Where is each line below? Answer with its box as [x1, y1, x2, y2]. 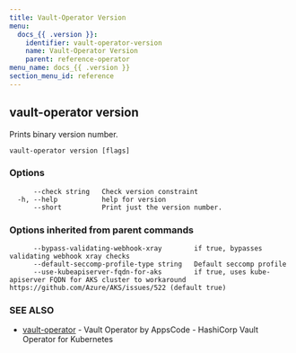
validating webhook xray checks [9, 252, 130, 261]
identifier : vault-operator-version [25, 38, 163, 48]
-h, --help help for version [17, 195, 167, 204]
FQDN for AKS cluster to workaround [48, 276, 187, 285]
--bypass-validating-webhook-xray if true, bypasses [32, 244, 263, 253]
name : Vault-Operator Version [25, 47, 139, 56]
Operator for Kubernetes [22, 334, 114, 345]
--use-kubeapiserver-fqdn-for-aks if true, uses [32, 268, 247, 277]
